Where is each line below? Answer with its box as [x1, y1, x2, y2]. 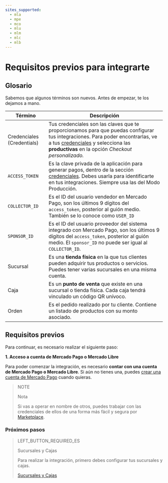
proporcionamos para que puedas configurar [48, 126, 154, 133]
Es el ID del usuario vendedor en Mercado [48, 193, 147, 200]
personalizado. [48, 151, 84, 158]
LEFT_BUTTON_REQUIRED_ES [17, 437, 80, 444]
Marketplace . [17, 414, 45, 420]
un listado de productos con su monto [48, 307, 138, 314]
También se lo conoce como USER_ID [48, 212, 134, 219]
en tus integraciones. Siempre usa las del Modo [48, 179, 160, 186]
